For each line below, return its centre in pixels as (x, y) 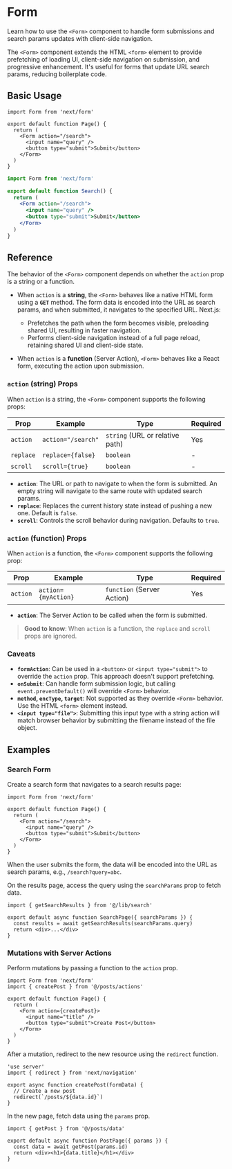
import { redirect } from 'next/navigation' (72, 1073)
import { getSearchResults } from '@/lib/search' (80, 905)
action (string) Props (42, 384)
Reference (30, 258)
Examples (29, 750)
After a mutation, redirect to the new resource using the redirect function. (113, 1054)
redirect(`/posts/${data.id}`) (58, 1097)
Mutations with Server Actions (59, 953)
